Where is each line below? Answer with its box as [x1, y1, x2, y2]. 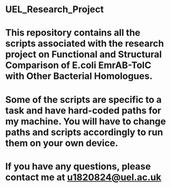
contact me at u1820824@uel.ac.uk [5, 171, 161, 183]
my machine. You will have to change [5, 115, 166, 127]
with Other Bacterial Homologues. [5, 70, 153, 82]
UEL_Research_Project [5, 4, 104, 15]
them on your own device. [5, 137, 119, 149]
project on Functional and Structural [5, 49, 162, 60]
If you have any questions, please [5, 160, 151, 172]
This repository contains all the [5, 27, 141, 39]
